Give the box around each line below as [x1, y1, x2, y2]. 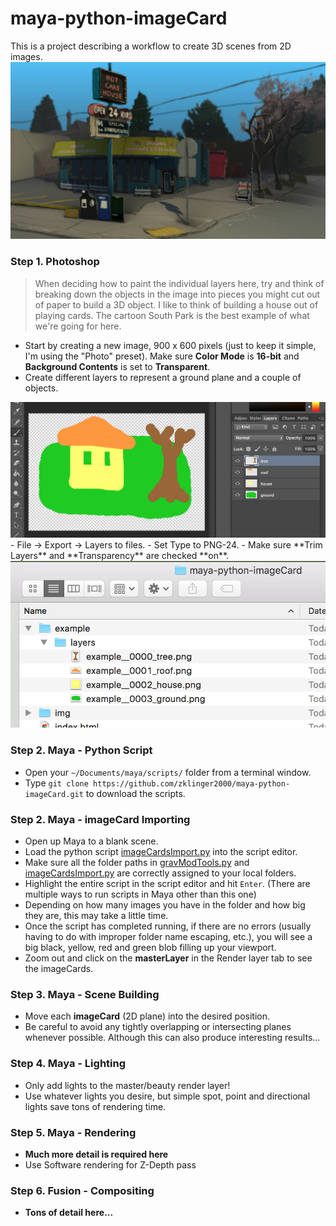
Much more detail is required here [24, 1148, 169, 1160]
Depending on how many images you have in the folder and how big [24, 899, 306, 911]
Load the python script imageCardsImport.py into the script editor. [24, 846, 298, 858]
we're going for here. [34, 320, 122, 332]
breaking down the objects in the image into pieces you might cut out [34, 288, 321, 300]
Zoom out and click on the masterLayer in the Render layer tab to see [24, 952, 313, 964]
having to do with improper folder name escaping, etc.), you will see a [24, 931, 313, 943]
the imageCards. [24, 963, 94, 975]
